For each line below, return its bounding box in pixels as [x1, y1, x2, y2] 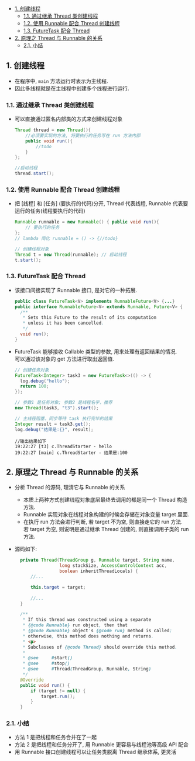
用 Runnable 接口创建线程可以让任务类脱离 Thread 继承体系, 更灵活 [14, 749, 177, 756]
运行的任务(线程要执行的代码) [14, 208, 86, 215]
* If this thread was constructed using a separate [22, 617, 152, 623]
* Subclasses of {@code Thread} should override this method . [22, 644, 177, 650]
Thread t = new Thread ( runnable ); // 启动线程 [14, 252, 127, 258]
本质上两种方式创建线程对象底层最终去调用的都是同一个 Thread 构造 [23, 496, 187, 503]
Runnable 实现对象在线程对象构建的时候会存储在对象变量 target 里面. [23, 511, 190, 518]
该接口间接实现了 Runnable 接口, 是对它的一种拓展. [14, 286, 138, 293]
